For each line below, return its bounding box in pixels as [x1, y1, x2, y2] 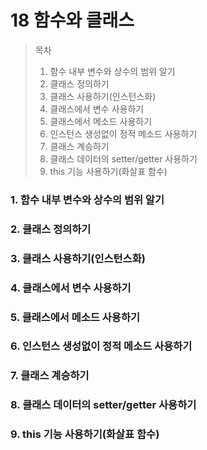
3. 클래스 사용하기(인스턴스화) [10, 251, 146, 265]
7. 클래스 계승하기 [10, 369, 90, 383]
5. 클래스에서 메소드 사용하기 [10, 310, 140, 324]
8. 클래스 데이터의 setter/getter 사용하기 [10, 398, 197, 412]
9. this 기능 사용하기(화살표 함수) [10, 427, 160, 441]
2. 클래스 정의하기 [10, 222, 92, 236]
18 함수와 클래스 [10, 9, 135, 32]
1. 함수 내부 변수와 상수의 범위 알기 [10, 192, 165, 206]
